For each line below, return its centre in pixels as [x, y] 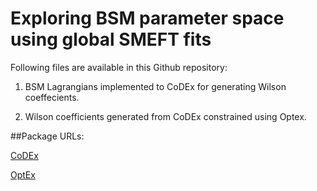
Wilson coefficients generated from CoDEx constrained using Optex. [165, 116]
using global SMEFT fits [111, 39]
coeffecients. [52, 97]
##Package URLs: [47, 136]
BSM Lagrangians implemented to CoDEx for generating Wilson [155, 86]
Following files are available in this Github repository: [119, 67]
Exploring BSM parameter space [147, 18]
